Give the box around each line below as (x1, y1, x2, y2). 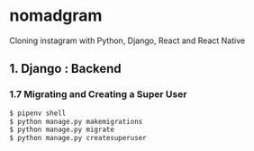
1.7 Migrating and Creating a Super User (9, 88, 187, 101)
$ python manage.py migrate (9, 125, 115, 135)
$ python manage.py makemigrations (9, 117, 143, 126)
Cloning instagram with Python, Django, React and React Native (9, 35, 246, 46)
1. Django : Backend (9, 61, 122, 76)
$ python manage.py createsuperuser (9, 134, 147, 143)
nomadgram (9, 5, 103, 26)
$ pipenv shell (9, 109, 67, 118)
